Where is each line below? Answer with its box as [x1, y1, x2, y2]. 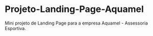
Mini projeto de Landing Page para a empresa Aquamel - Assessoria [5, 20, 148, 26]
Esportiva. [5, 25, 26, 31]
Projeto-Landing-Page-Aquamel [5, 3, 144, 15]
